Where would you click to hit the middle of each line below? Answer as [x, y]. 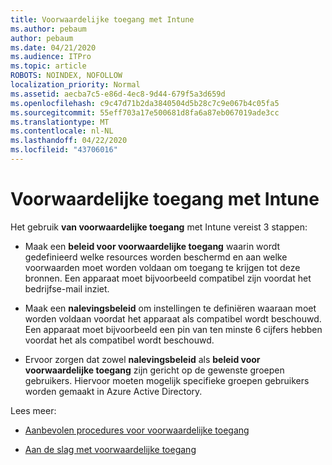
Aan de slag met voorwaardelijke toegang [110, 449]
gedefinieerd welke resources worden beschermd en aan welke [156, 257]
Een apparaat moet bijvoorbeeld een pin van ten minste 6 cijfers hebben [173, 329]
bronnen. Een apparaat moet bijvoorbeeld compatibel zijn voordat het [168, 278]
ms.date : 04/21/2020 [53, 47]
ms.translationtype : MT [60, 122]
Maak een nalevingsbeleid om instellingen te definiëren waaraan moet [170, 308]
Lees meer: [33, 410]
